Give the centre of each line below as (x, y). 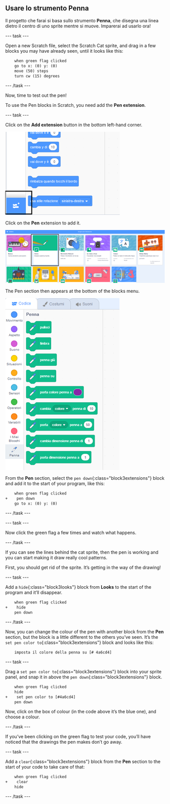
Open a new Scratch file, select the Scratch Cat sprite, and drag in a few (80, 46)
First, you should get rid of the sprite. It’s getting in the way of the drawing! (83, 567)
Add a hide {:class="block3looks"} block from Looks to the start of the (78, 587)
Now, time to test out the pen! (36, 95)
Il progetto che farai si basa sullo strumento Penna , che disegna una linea (82, 20)
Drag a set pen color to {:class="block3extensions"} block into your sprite (83, 671)
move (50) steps (32, 71)
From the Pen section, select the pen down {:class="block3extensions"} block (85, 478)
